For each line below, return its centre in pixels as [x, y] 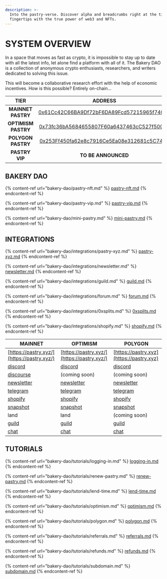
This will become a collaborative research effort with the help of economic [81, 83]
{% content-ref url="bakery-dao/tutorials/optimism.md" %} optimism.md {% [83, 506]
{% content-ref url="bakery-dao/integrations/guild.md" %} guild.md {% [79, 281]
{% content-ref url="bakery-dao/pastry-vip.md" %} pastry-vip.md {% [77, 203]
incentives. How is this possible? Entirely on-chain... [58, 88]
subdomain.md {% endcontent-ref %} [44, 571]
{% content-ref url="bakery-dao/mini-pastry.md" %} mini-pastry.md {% [79, 218]
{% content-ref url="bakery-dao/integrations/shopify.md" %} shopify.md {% [83, 326]
